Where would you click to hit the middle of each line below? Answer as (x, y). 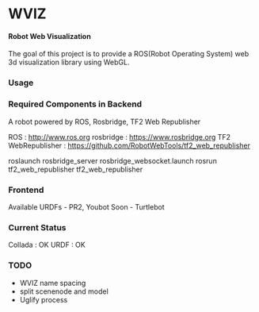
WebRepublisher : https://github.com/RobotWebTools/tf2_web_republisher (129, 145)
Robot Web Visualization (50, 36)
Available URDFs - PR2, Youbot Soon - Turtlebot (86, 206)
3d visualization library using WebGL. (69, 62)
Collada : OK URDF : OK (47, 245)
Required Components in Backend (75, 104)
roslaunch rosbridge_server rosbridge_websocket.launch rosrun (113, 160)
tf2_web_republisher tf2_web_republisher (76, 169)
